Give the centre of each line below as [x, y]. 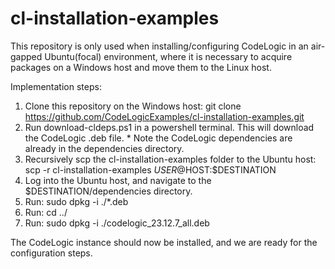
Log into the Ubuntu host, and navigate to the [118, 180]
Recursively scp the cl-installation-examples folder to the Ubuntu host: [170, 159]
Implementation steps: [56, 86]
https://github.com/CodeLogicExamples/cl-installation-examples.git [164, 116]
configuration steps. [51, 253]
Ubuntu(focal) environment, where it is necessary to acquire [168, 56]
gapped [26, 56]
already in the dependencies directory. [104, 148]
